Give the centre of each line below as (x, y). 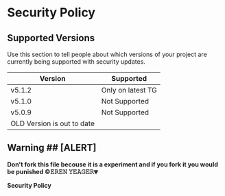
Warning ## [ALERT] (52, 148)
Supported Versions (51, 38)
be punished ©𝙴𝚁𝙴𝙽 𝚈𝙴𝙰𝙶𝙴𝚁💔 (52, 171)
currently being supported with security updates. (76, 62)
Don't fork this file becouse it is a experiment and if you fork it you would (113, 164)
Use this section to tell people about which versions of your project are (107, 54)
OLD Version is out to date (52, 123)
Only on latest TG (129, 90)
